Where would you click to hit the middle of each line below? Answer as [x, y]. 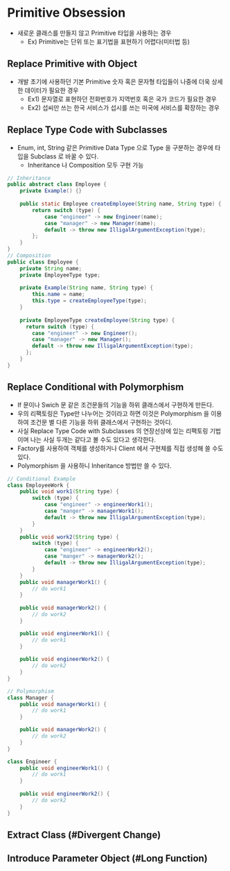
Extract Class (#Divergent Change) [84, 835]
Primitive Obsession [67, 13]
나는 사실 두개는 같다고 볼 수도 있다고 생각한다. [93, 439]
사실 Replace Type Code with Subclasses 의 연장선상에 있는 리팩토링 [113, 431]
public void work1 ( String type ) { [69, 491]
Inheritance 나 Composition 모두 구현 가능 [86, 165]
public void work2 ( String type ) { [69, 537]
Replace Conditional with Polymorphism [96, 387]
